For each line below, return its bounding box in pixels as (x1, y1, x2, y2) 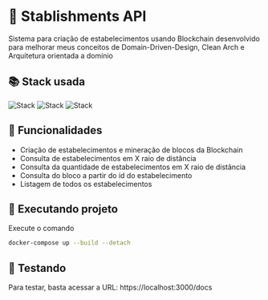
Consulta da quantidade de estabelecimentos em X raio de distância (19, 162, 246, 172)
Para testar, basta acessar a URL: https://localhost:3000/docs (8, 282, 213, 292)
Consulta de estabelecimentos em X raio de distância (19, 153, 197, 163)
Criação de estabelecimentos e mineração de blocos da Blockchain (19, 144, 243, 155)
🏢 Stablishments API (8, 7, 147, 26)
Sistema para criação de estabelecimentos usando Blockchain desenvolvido (8, 34, 261, 43)
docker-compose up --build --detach (8, 239, 131, 247)
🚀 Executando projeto (8, 202, 119, 216)
